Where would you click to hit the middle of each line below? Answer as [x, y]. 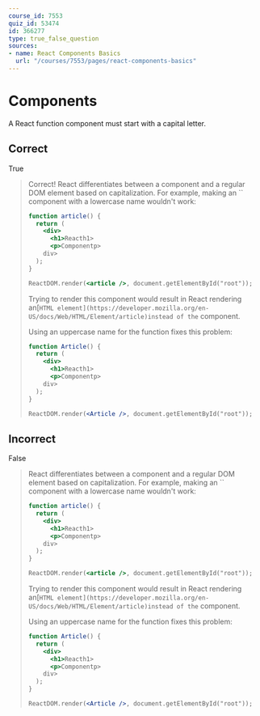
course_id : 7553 [36, 16]
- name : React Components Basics [65, 53]
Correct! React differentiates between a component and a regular [136, 184]
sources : [23, 46]
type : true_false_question [54, 38]
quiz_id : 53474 [34, 23]
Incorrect [32, 439]
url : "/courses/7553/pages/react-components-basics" [106, 61]
